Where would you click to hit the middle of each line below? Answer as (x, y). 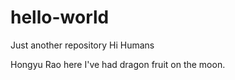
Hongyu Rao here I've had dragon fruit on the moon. (118, 64)
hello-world (60, 17)
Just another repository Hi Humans (82, 45)
